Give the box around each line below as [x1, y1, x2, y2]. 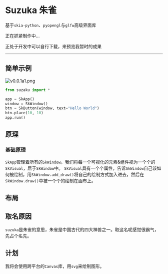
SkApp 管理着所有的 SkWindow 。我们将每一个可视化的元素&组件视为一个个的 [5, 159, 156, 165]
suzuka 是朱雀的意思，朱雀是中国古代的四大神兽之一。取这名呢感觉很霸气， [5, 226, 159, 232]
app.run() [5, 115, 26, 120]
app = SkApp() [5, 96, 35, 102]
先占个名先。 [5, 232, 31, 238]
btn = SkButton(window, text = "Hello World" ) [5, 106, 99, 111]
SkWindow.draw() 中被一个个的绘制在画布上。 [5, 177, 96, 183]
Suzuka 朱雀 [5, 5, 57, 16]
